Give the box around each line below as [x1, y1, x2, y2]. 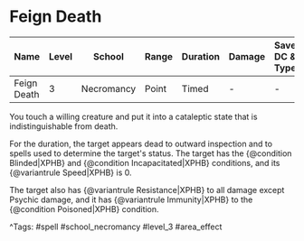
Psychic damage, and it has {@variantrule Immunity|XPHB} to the [9, 194, 253, 205]
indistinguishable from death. [9, 120, 119, 132]
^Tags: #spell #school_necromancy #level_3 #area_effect [9, 221, 223, 232]
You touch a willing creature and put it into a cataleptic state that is [9, 111, 258, 122]
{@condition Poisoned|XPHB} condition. [9, 203, 160, 214]
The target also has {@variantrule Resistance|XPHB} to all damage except [9, 184, 285, 195]
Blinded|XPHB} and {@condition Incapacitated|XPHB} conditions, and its [9, 157, 280, 168]
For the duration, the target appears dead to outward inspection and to [9, 138, 273, 149]
